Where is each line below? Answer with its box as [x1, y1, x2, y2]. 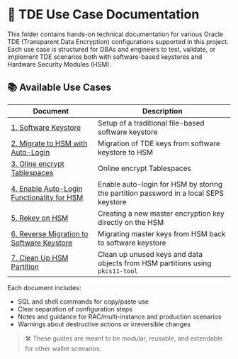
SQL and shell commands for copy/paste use [17, 297, 149, 306]
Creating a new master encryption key [98, 209, 225, 219]
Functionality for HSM [11, 192, 84, 202]
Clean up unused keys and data [98, 249, 203, 259]
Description [142, 106, 183, 116]
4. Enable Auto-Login [11, 184, 83, 194]
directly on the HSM [98, 217, 164, 227]
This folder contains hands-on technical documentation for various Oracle [7, 30, 224, 38]
